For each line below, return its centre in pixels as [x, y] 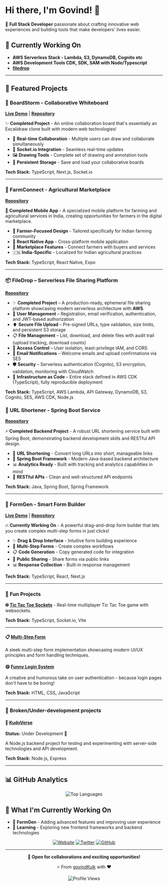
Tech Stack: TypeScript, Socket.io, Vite [46, 620]
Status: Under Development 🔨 [36, 734]
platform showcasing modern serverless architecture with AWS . [78, 309]
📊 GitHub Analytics [36, 779]
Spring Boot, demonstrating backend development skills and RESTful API [80, 438]
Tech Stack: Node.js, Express [36, 758]
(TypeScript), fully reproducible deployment [57, 382]
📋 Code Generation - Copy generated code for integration [73, 552]
